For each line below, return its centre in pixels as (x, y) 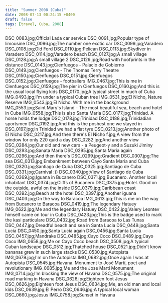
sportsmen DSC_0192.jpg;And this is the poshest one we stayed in (73, 124)
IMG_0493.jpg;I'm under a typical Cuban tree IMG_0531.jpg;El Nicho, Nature (83, 97)
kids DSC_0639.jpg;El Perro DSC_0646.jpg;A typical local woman (72, 289)
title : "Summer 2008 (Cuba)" (36, 10)
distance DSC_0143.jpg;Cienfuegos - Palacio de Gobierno (65, 65)
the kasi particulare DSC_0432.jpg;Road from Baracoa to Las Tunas (75, 220)
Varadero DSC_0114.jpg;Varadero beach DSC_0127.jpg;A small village (76, 54)
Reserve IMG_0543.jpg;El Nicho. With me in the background (67, 102)
